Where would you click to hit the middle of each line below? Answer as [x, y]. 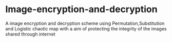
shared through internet [30, 34]
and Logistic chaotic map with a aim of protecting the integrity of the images [86, 28]
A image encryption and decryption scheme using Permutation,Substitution [85, 23]
